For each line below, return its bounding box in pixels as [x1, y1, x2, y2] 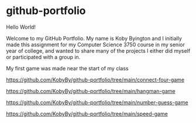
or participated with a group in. [6, 53, 81, 60]
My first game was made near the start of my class [6, 64, 129, 71]
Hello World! [6, 23, 36, 30]
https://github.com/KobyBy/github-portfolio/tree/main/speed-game [6, 110, 168, 117]
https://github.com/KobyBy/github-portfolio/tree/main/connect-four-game [6, 76, 185, 83]
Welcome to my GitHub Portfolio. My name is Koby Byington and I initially [6, 35, 183, 42]
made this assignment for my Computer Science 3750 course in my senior [6, 41, 185, 48]
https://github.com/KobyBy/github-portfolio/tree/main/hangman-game [6, 87, 176, 94]
